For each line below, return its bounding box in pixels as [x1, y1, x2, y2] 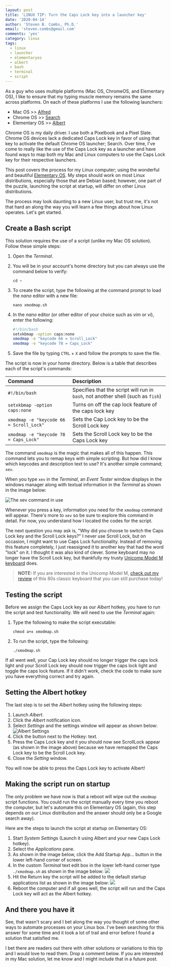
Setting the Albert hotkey [5, 688, 87, 697]
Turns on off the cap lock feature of [72, 401, 157, 408]
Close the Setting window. [12, 755, 68, 761]
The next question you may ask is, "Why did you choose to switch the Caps [5, 528, 164, 534]
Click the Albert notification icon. [12, 717, 81, 723]
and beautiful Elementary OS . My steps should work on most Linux [5, 172, 145, 178]
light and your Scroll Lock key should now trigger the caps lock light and [5, 663, 157, 668]
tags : [5, 41, 17, 46]
